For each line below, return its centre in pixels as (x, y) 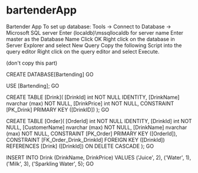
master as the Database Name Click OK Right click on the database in (90, 39)
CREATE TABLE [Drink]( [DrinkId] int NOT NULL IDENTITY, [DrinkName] (93, 97)
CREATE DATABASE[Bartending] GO (50, 74)
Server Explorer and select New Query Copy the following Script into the (94, 45)
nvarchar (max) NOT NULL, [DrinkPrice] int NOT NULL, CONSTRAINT (90, 103)
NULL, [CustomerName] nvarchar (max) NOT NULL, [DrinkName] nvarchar (97, 127)
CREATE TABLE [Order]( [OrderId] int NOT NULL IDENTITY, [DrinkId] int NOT (99, 121)
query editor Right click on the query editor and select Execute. (83, 51)
